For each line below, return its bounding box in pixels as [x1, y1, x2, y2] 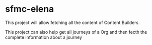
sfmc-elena [5, 3, 54, 15]
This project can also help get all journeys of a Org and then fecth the [5, 29, 148, 35]
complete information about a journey [5, 34, 82, 40]
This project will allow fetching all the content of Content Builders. [5, 20, 140, 25]
